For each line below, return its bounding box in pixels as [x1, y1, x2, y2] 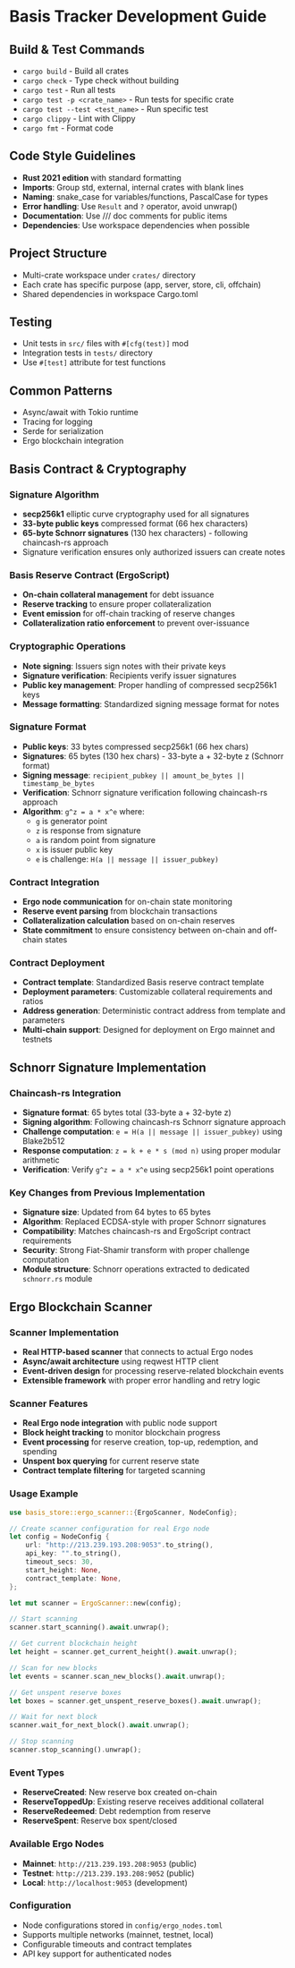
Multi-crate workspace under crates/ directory [21, 269, 197, 280]
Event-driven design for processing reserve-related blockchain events [21, 1366, 284, 1376]
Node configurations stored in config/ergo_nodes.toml [21, 1920, 223, 1930]
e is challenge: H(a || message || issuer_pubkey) [35, 853, 219, 865]
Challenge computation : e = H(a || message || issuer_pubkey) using [21, 1126, 283, 1137]
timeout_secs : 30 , [25, 1557, 94, 1567]
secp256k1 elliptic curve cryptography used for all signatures [21, 508, 250, 519]
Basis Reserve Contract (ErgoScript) [9, 568, 170, 581]
